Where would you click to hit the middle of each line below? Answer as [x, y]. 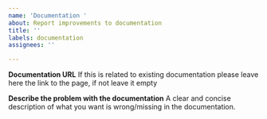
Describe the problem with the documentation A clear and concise [120, 98]
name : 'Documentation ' [48, 15]
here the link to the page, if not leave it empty [83, 83]
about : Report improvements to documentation [85, 23]
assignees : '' [32, 45]
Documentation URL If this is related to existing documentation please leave [133, 75]
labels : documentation [46, 38]
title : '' [25, 30]
